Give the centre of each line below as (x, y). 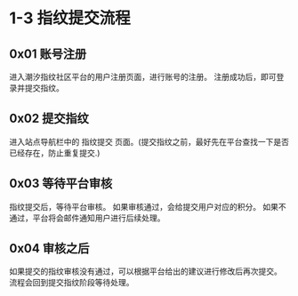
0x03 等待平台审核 (61, 184)
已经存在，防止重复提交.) (55, 153)
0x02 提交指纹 (49, 119)
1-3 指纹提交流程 (70, 18)
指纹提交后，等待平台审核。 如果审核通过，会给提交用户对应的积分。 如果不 (148, 206)
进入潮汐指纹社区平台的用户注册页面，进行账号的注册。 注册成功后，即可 (143, 77)
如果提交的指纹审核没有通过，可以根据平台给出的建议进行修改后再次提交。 (145, 271)
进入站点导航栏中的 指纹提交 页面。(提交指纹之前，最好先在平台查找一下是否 (149, 141)
